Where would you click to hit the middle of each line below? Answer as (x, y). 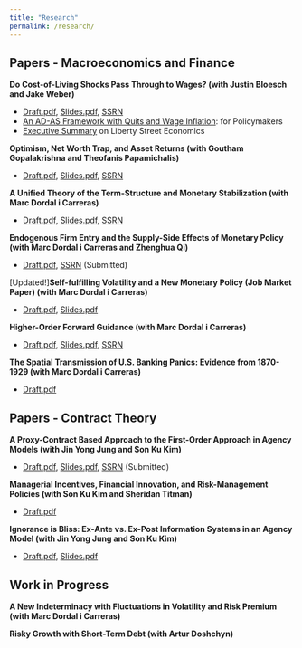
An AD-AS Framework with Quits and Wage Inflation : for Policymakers (152, 121)
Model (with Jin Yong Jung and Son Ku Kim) (94, 538)
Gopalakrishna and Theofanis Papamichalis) (94, 158)
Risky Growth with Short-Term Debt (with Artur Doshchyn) (121, 634)
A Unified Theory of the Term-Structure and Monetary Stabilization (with (149, 193)
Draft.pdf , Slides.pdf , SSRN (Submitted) (96, 467)
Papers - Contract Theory (83, 418)
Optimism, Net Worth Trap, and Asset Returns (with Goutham (127, 148)
